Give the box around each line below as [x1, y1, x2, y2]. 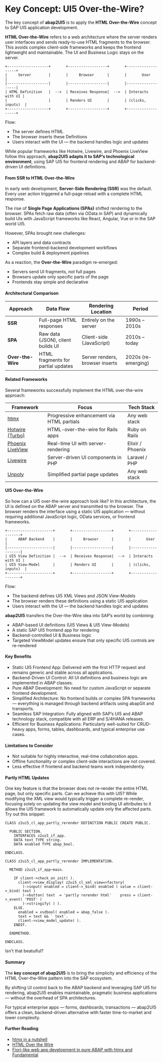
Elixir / [127, 440, 142, 447]
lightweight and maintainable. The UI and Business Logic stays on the [5, 49, 144, 55]
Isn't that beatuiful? [5, 948, 44, 954]
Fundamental [12, 1052, 39, 1058]
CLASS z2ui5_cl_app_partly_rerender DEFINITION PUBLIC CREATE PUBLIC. [5, 821, 151, 826]
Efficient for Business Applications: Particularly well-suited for [12, 721, 136, 727]
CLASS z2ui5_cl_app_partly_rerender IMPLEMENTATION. [5, 859, 114, 864]
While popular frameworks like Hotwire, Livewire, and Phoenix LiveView [5, 148, 148, 154]
